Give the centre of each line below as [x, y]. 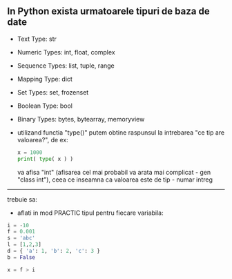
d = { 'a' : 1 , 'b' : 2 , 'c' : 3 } [54, 251]
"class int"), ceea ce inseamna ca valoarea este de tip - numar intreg [115, 180]
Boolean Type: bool [45, 106]
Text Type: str [37, 39]
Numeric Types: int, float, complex [66, 52]
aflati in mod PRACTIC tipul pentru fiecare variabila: [90, 213]
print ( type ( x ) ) [45, 159]
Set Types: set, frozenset [53, 92]
